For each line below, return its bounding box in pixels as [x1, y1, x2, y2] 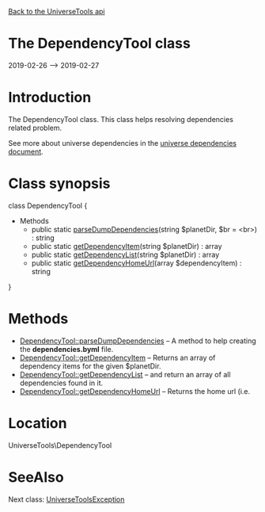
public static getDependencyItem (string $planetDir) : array [31, 241, 223, 250]
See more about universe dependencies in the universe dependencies [8, 138, 237, 147]
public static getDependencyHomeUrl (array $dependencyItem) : [31, 258, 242, 268]
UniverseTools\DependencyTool [8, 440, 112, 450]
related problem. [8, 123, 62, 132]
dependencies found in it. [19, 378, 104, 388]
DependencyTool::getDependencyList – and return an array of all [19, 369, 231, 379]
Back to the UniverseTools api [8, 7, 105, 16]
